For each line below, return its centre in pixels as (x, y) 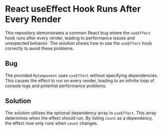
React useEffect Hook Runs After (73, 9)
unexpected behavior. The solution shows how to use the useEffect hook (79, 43)
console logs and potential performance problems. (56, 86)
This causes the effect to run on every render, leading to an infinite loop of (80, 80)
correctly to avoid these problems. (40, 48)
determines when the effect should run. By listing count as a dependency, (79, 118)
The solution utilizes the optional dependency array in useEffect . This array (81, 112)
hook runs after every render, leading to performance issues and (70, 38)
